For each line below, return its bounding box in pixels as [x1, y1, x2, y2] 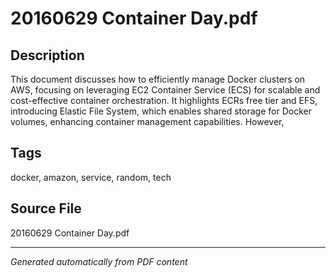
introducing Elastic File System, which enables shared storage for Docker [10, 105, 312, 117]
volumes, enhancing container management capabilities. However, [10, 116, 285, 127]
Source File [10, 200, 82, 217]
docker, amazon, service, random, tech [10, 171, 172, 183]
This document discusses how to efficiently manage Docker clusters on [10, 73, 306, 85]
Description [10, 47, 85, 64]
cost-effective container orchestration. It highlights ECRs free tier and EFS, [10, 95, 318, 106]
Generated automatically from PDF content [10, 255, 188, 267]
